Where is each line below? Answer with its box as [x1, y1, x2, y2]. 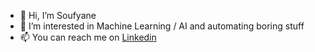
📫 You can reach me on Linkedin [19, 31, 157, 43]
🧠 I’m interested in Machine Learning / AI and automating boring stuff [19, 20, 305, 32]
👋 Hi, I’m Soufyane [19, 10, 97, 21]
